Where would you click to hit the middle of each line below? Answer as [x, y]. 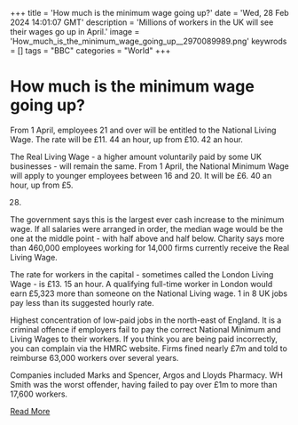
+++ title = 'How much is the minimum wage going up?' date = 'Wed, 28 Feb [149, 13]
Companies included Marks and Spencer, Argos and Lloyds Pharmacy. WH [146, 375]
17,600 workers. [39, 394]
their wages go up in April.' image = [75, 32]
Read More [30, 411]
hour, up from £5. [42, 185]
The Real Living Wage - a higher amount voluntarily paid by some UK [136, 156]
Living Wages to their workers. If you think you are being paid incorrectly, [144, 339]
